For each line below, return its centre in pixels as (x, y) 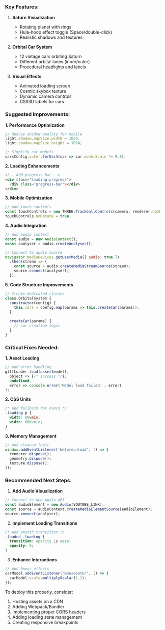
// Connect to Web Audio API (35, 500)
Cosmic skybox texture (43, 91)
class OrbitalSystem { (28, 298)
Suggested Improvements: (38, 114)
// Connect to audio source (34, 252)
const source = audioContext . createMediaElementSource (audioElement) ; (79, 509)
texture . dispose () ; (29, 463)
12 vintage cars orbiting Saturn (51, 56)
